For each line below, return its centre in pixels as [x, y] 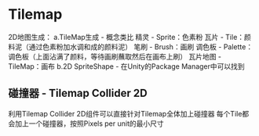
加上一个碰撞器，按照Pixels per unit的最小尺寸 [89, 123]
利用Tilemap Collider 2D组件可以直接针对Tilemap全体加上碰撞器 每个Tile [125, 113]
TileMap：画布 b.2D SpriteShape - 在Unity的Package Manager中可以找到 [126, 66]
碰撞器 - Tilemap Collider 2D [78, 93]
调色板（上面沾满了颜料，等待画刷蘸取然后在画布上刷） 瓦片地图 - [115, 56]
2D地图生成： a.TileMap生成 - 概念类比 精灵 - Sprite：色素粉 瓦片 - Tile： [126, 37]
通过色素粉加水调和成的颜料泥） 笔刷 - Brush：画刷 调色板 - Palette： [141, 47]
